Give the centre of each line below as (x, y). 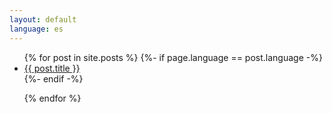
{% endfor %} (52, 98)
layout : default (43, 19)
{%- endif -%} (53, 78)
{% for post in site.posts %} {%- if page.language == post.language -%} (173, 57)
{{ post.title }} (52, 68)
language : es (36, 29)
